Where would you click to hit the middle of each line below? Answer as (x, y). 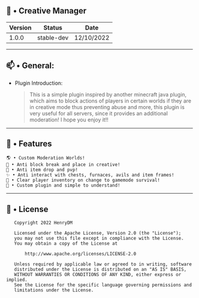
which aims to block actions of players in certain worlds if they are (110, 101)
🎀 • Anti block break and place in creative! (63, 165)
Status (53, 27)
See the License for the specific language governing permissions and (103, 285)
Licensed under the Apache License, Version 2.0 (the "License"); (98, 233)
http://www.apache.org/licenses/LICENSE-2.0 (80, 254)
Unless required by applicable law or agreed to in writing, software (103, 264)
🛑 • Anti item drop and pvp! (42, 170)
